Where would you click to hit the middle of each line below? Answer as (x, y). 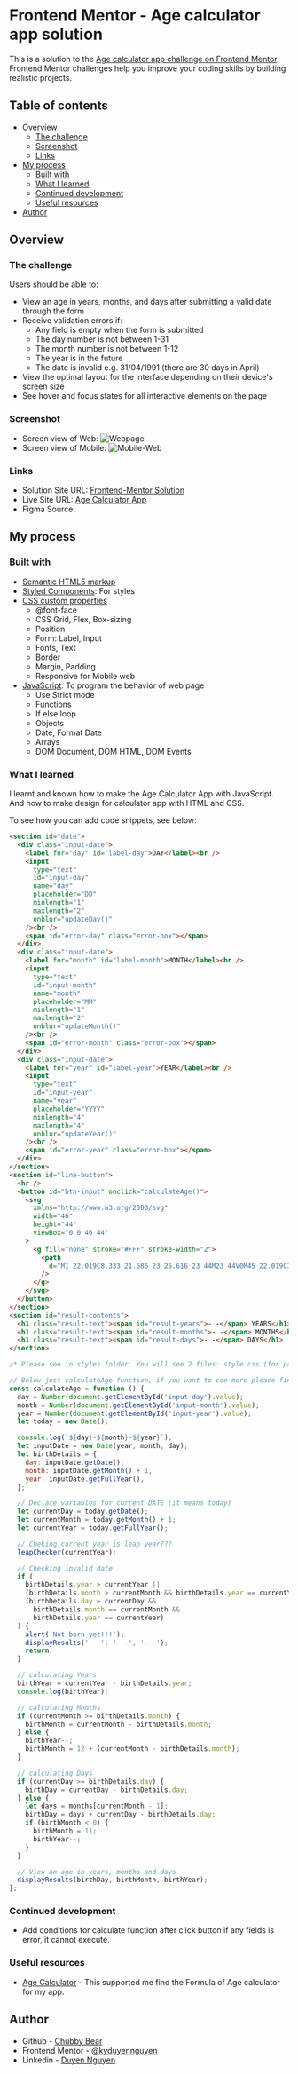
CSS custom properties (65, 600)
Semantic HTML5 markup (69, 582)
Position (50, 629)
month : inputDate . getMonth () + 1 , (89, 1470)
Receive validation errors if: (72, 321)
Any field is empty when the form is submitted (119, 330)
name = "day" (53, 886)
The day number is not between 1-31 (102, 339)
